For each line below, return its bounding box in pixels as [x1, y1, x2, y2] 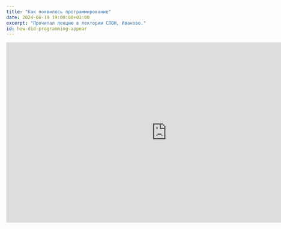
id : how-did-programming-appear [6, 25, 87, 32]
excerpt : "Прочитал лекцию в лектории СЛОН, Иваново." [6, 20, 147, 26]
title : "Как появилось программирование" [6, 8, 112, 15]
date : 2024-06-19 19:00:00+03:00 [6, 14, 90, 20]
